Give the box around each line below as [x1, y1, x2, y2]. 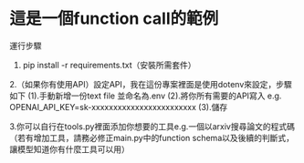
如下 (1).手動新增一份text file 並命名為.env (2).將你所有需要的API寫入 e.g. [9, 90, 282, 101]
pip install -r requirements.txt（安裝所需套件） [22, 59, 196, 70]
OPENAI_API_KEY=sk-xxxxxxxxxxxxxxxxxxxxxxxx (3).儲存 [9, 101, 228, 112]
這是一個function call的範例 [9, 8, 219, 29]
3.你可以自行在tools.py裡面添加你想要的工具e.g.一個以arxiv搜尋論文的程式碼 [9, 120, 295, 132]
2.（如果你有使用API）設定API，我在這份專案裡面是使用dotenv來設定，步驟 [9, 78, 292, 89]
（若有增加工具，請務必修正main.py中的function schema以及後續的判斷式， [9, 132, 295, 143]
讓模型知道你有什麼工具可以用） [9, 143, 130, 155]
